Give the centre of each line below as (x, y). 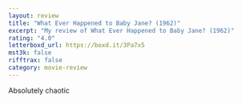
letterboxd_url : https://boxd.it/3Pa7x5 (77, 46)
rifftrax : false (35, 61)
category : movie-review (48, 68)
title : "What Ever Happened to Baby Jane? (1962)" (95, 23)
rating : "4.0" (32, 38)
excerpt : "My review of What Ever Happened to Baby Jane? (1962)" (121, 30)
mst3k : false (30, 53)
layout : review (34, 16)
